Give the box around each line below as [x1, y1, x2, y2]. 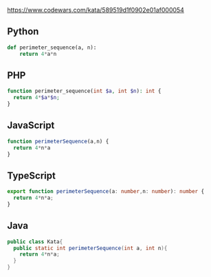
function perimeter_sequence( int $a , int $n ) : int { [7, 88, 162, 95]
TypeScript [7, 170, 56, 181]
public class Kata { [7, 238, 63, 245]
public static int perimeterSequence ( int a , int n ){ [13, 245, 168, 252]
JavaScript [7, 120, 55, 132]
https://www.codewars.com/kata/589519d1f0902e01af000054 [7, 6, 184, 14]
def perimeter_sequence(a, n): [7, 44, 97, 51]
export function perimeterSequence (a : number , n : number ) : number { [7, 188, 205, 195]
